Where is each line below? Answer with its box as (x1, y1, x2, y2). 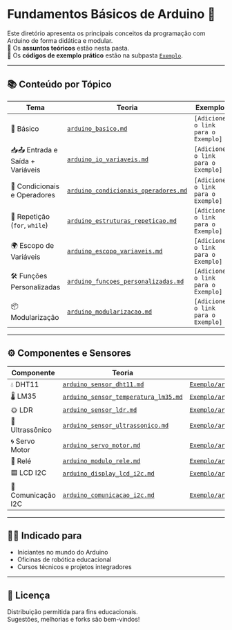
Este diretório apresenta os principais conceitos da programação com (7, 29, 206, 37)
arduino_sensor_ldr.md (62, 406, 137, 414)
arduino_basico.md (66, 125, 128, 132)
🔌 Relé (10, 456, 32, 466)
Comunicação (10, 490, 57, 500)
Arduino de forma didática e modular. (7, 36, 113, 44)
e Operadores (10, 190, 55, 199)
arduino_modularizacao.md (66, 307, 153, 316)
